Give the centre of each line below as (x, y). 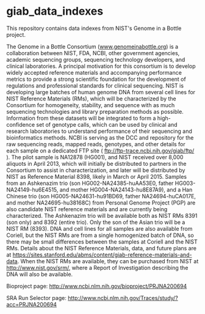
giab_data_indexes (55, 11)
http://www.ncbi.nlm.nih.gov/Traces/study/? (123, 297)
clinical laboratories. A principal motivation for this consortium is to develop (101, 66)
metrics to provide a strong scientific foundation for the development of (96, 79)
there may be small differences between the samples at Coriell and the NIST (102, 241)
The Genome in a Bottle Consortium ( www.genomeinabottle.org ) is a (92, 47)
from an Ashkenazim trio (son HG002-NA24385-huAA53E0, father (90, 183)
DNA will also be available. (40, 274)
